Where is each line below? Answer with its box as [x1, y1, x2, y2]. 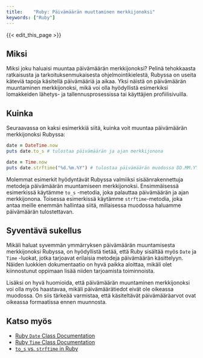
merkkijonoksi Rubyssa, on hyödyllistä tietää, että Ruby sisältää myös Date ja [6, 248, 197, 255]
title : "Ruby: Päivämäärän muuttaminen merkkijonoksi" [6, 8, 155, 15]
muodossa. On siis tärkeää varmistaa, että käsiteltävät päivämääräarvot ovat [6, 292, 196, 299]
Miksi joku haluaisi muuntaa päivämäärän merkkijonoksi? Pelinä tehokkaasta [6, 65, 196, 72]
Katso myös [6, 316, 53, 326]
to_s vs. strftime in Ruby [14, 345, 79, 353]
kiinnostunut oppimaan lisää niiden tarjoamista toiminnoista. [6, 268, 155, 275]
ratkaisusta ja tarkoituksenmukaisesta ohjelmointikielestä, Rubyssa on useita [6, 71, 196, 79]
